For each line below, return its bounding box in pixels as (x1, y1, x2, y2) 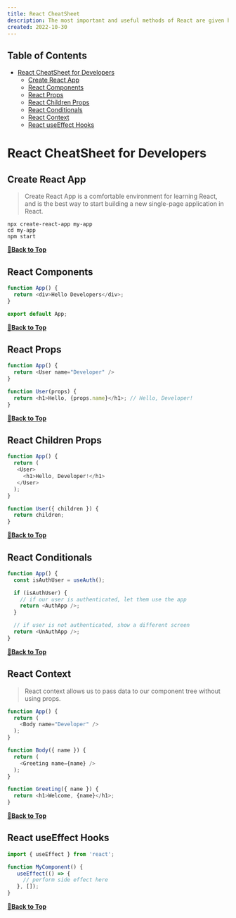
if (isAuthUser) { (13, 589, 68, 596)
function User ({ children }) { (7, 505, 99, 512)
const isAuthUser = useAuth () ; (13, 576, 105, 584)
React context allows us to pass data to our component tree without (24, 687, 221, 695)
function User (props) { (7, 388, 77, 395)
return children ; (13, 512, 65, 519)
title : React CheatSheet (7, 10, 80, 18)
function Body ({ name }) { (7, 747, 86, 754)
